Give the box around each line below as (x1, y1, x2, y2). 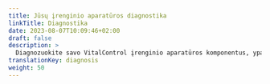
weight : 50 (8, 64, 45, 72)
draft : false (8, 34, 52, 42)
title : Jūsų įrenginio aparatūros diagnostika (8, 11, 167, 20)
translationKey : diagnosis (8, 57, 99, 65)
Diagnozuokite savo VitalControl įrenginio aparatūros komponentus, (15, 49, 250, 57)
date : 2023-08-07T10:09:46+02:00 (8, 26, 121, 34)
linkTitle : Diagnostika (8, 19, 88, 27)
